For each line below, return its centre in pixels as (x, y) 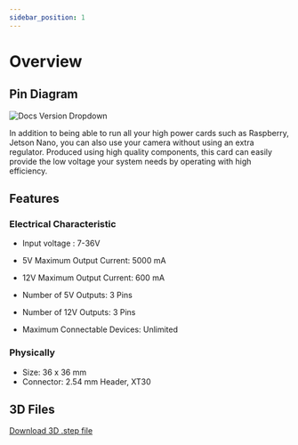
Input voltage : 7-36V (61, 243)
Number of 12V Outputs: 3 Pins (79, 312)
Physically (32, 352)
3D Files (32, 409)
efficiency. (28, 171)
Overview (46, 61)
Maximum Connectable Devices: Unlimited (100, 329)
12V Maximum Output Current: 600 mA (93, 278)
